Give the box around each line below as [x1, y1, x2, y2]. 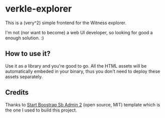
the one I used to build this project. [5, 107, 77, 113]
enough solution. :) [5, 35, 44, 41]
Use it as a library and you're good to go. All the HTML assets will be [5, 63, 147, 69]
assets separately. [5, 74, 43, 80]
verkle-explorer [5, 3, 72, 15]
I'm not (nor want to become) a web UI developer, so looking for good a [5, 29, 153, 35]
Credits [5, 88, 29, 97]
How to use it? [5, 49, 51, 58]
